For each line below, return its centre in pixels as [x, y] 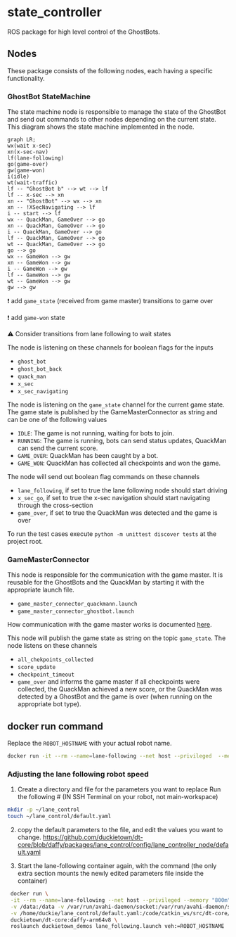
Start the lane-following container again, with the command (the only [117, 866]
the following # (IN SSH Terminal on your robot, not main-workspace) [118, 797]
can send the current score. [58, 448]
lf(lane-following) [36, 158]
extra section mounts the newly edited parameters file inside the [110, 874]
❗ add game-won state [36, 318]
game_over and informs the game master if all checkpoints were [109, 682]
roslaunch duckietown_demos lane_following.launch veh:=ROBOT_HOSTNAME [117, 926]
